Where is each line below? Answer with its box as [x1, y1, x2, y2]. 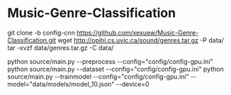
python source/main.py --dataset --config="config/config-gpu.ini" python [7, 65, 225, 73]
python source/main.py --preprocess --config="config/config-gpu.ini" [7, 57, 214, 65]
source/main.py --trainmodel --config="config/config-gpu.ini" [7, 72, 189, 81]
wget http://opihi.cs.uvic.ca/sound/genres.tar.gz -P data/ [57, 35, 225, 44]
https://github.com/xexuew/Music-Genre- [77, 28, 199, 37]
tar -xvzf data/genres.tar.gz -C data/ [7, 43, 114, 52]
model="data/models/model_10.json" [7, 79, 115, 88]
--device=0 [115, 79, 150, 88]
